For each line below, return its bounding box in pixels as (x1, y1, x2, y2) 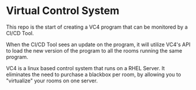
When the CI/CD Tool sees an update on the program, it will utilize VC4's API (6, 41, 191, 48)
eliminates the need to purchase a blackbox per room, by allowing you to (6, 71, 181, 78)
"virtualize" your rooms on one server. (6, 77, 98, 84)
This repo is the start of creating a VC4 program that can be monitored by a (6, 23, 188, 30)
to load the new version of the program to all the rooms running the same (6, 47, 183, 54)
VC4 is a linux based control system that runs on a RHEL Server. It (6, 64, 165, 71)
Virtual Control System (6, 4, 120, 18)
